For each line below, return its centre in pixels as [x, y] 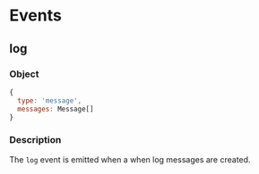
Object [24, 74]
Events [36, 16]
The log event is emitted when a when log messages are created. [130, 159]
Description [35, 140]
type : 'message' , [50, 100]
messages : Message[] [56, 109]
